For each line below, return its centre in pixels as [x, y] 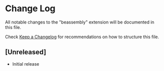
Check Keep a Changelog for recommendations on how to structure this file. [82, 37]
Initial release [26, 64]
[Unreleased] [26, 52]
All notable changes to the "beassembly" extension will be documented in [80, 22]
